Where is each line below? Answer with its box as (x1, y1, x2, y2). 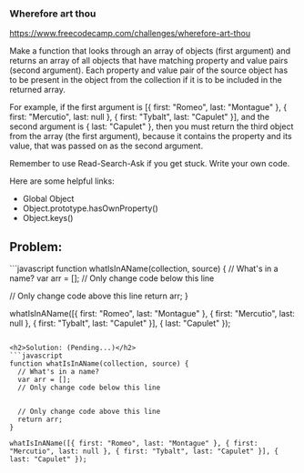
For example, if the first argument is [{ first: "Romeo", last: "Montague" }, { (9, 102, 288, 113)
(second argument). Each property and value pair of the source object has (9, 65, 289, 75)
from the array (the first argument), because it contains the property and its (9, 131, 293, 142)
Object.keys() (22, 213, 74, 224)
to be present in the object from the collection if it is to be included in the (9, 75, 282, 86)
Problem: (9, 239, 63, 255)
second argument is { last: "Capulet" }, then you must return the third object (9, 121, 294, 132)
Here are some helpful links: (9, 176, 116, 186)
